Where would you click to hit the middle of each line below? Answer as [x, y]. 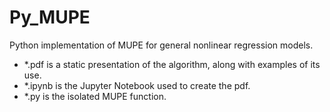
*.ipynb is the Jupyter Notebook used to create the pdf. [137, 85]
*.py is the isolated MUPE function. [95, 96]
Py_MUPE [50, 17]
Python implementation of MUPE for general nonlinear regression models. [161, 45]
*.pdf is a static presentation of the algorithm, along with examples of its [172, 64]
